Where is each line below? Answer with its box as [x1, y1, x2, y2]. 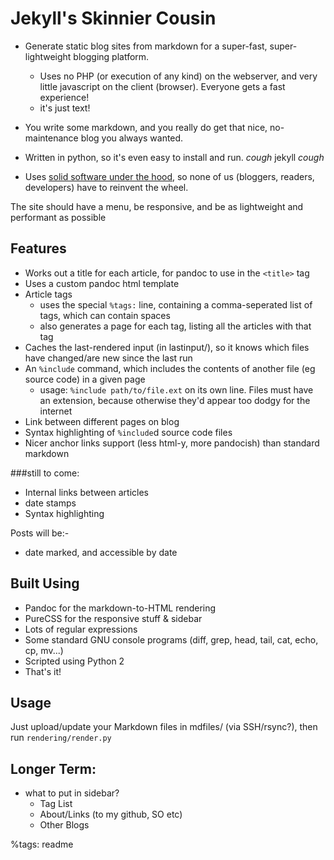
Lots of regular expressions [24, 623, 138, 635]
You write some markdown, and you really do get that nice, [24, 121, 268, 133]
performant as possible [10, 211, 107, 223]
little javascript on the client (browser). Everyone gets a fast [39, 80, 286, 92]
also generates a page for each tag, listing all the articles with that [39, 320, 312, 332]
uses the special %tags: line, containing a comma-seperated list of [39, 298, 313, 311]
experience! [39, 91, 90, 103]
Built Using [10, 575, 80, 592]
